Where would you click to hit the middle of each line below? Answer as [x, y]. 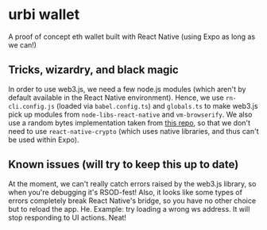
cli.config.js [32, 106]
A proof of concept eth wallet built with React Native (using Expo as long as [132, 36]
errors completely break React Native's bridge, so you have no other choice [132, 201]
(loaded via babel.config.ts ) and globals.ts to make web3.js [157, 105]
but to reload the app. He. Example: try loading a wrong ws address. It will [129, 209]
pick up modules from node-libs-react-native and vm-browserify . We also [130, 114]
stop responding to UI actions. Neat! [68, 217]
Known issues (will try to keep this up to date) [124, 165]
